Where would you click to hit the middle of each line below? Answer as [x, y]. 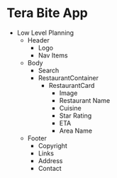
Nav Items [53, 55]
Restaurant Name [85, 100]
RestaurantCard [72, 85]
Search [49, 70]
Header [39, 40]
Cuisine [71, 108]
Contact [50, 168]
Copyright [53, 145]
